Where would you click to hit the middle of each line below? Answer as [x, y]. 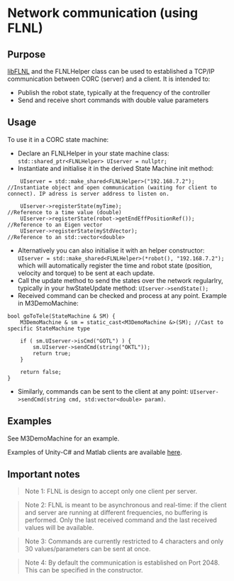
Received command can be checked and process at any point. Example [122, 295]
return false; [41, 372]
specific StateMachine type [49, 328]
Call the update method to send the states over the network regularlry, [120, 280]
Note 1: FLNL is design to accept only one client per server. [111, 492]
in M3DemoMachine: [48, 303]
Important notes [44, 474]
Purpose [27, 54]
